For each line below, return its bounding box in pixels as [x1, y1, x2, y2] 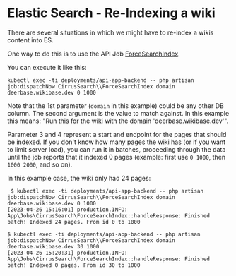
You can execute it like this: [7, 63, 87, 71]
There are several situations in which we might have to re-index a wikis [7, 28, 214, 37]
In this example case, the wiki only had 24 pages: [7, 174, 151, 182]
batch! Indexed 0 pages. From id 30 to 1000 [7, 261, 141, 269]
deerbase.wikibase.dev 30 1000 [7, 243, 100, 250]
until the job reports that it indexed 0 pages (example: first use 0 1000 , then [7, 152, 226, 161]
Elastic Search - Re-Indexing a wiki [7, 5, 216, 21]
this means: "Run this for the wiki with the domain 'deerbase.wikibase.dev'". [7, 116, 229, 125]
